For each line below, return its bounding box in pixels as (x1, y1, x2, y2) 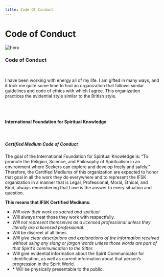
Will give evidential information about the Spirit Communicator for (12, 251, 144, 256)
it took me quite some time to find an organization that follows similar (5, 82, 144, 88)
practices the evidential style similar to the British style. (5, 93, 117, 99)
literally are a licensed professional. (12, 225, 85, 230)
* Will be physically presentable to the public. (12, 266, 104, 272)
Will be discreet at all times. (12, 230, 68, 236)
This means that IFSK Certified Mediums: (5, 200, 91, 205)
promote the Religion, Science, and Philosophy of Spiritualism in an (5, 159, 141, 165)
